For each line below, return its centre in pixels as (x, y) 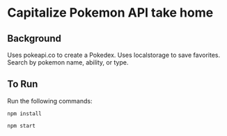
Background (34, 39)
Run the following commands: (50, 101)
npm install (24, 113)
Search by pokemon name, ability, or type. (68, 62)
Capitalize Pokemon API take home (110, 13)
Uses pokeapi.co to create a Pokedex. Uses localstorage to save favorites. (114, 55)
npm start (22, 126)
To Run (23, 84)
